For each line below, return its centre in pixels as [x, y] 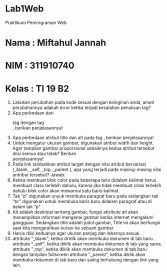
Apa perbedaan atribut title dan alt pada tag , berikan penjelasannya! [83, 137]
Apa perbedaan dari [33, 113]
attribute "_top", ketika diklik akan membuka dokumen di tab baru [79, 249]
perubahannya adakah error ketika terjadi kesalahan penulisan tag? [81, 107]
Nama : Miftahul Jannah [56, 43]
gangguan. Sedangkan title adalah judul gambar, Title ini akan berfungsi [86, 222]
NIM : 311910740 [40, 66]
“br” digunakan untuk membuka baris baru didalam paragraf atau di [82, 201]
